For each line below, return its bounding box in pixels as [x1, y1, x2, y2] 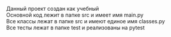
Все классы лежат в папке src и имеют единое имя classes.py [6, 18, 166, 24]
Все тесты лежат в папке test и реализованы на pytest [6, 24, 145, 31]
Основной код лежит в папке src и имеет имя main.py [6, 11, 143, 18]
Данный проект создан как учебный [6, 5, 99, 12]
